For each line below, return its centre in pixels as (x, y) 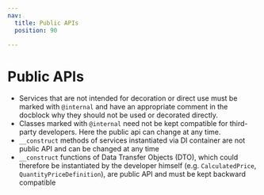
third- (239, 124)
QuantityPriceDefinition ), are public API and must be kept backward (132, 174)
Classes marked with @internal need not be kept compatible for (123, 124)
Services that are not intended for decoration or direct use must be (128, 98)
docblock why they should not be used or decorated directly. (119, 115)
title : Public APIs (47, 23)
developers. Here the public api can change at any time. (130, 132)
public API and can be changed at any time (89, 149)
